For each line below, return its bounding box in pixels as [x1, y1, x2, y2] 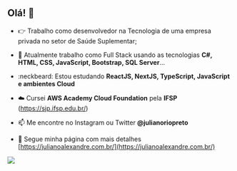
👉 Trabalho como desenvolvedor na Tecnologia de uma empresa [17, 26, 212, 35]
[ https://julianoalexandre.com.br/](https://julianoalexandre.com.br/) [17, 142, 216, 150]
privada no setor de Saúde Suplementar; [17, 36, 137, 45]
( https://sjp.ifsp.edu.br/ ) [17, 104, 89, 113]
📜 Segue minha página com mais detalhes [17, 135, 141, 143]
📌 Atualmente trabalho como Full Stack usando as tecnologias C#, [17, 51, 213, 59]
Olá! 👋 [7, 7, 34, 19]
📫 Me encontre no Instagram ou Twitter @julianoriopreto [17, 118, 188, 127]
